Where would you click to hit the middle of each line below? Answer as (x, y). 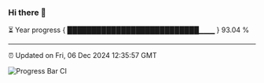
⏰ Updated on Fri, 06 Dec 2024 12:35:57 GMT (82, 56)
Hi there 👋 (27, 13)
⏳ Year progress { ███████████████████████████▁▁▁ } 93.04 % (129, 30)
